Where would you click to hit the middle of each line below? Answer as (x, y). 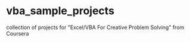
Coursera (18, 33)
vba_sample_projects (60, 11)
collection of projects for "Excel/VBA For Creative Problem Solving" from (95, 27)
